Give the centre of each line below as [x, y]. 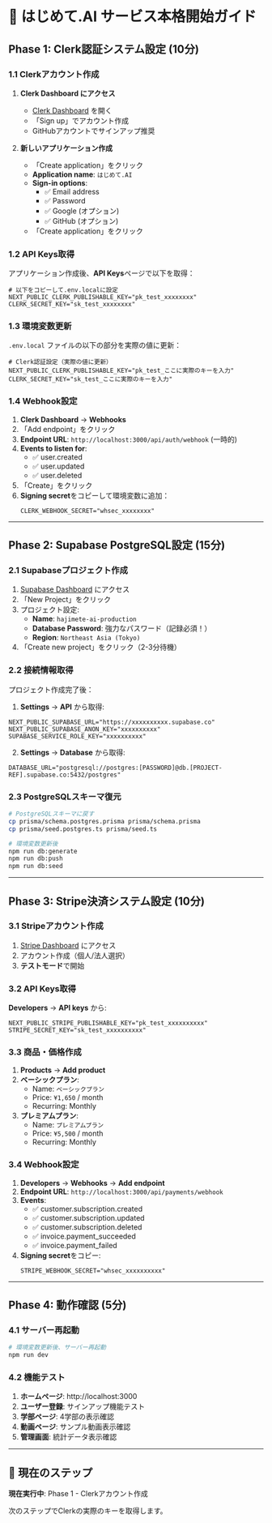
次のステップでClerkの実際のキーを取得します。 [88, 1511]
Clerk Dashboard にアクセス [68, 93]
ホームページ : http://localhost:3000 [79, 1397]
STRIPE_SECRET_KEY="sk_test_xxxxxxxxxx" [78, 1030]
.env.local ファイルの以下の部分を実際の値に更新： [95, 345]
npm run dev [28, 1355]
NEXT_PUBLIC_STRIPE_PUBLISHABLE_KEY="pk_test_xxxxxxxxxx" [108, 1023]
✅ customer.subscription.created [87, 1209]
